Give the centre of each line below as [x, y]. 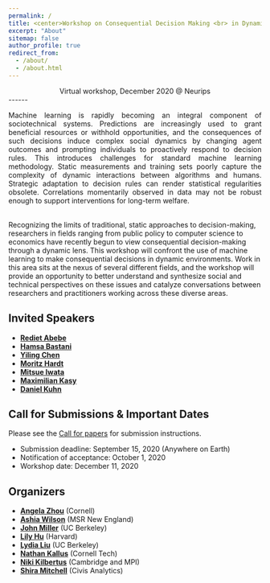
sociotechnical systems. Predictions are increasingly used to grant [135, 123]
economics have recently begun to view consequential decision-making [127, 241]
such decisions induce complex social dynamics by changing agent [135, 141]
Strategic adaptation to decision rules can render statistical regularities [135, 183]
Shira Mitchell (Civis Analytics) [72, 571]
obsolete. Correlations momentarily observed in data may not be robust [135, 192]
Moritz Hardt [42, 363]
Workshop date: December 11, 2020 [79, 466]
